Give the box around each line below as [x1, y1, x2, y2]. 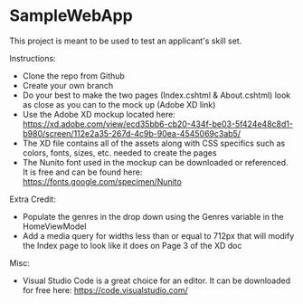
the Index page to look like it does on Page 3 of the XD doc [22, 240, 242, 251]
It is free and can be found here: [22, 166, 143, 177]
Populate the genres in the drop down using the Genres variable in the [22, 211, 284, 222]
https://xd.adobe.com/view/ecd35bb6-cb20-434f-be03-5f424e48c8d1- [22, 119, 294, 129]
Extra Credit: [9, 194, 56, 204]
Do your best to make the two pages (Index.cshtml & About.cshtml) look [22, 90, 291, 100]
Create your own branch [22, 80, 114, 90]
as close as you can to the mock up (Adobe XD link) [22, 99, 216, 109]
